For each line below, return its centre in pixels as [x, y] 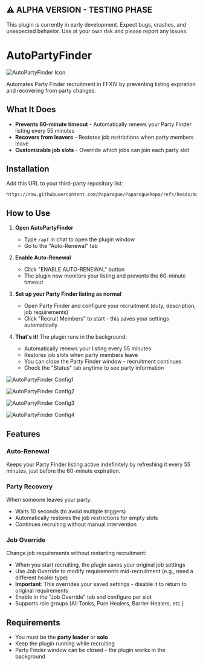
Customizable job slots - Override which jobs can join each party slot [102, 150]
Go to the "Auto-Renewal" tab [61, 246]
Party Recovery [30, 486]
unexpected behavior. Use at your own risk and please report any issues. [97, 31]
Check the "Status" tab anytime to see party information [94, 368]
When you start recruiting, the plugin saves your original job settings [100, 565]
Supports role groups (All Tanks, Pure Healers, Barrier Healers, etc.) [99, 604]
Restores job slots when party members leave [81, 355]
